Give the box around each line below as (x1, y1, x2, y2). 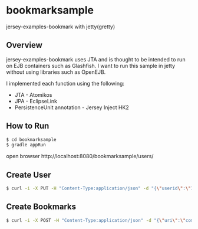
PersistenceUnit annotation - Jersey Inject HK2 (14, 104, 130, 111)
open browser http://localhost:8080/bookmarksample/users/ (6, 153, 154, 160)
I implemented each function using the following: (6, 80, 125, 87)
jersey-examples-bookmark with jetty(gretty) (6, 23, 115, 30)
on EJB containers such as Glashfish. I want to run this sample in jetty (6, 62, 176, 69)
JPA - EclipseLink (14, 97, 58, 104)
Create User (6, 169, 51, 180)
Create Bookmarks (6, 202, 77, 212)
